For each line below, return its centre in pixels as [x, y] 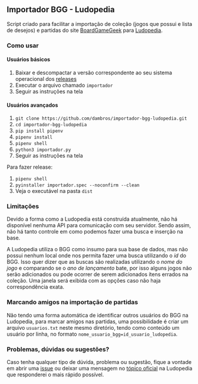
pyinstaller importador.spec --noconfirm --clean [77, 185]
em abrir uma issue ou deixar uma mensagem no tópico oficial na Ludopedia [100, 369]
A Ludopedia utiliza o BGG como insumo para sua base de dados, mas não [97, 250]
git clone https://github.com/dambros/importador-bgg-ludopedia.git [101, 119]
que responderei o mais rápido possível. [55, 375]
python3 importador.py [43, 150]
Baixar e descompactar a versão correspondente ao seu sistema [94, 73]
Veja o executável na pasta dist [54, 191]
